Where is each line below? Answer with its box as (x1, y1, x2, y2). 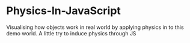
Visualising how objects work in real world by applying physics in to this (6, 24, 185, 31)
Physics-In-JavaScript (6, 4, 121, 18)
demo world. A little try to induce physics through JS (6, 29, 136, 37)
